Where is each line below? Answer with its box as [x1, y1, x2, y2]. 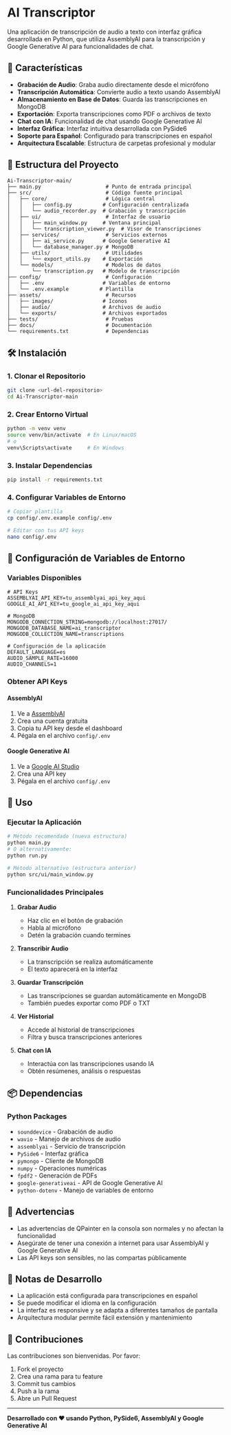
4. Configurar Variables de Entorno [7, 492, 126, 502]
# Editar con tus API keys [7, 527, 85, 534]
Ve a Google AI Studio [16, 762, 80, 770]
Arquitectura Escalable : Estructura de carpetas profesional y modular [16, 139, 217, 147]
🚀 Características [7, 62, 83, 74]
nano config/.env [7, 533, 57, 540]
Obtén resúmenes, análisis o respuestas [27, 1067, 141, 1075]
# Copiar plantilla [7, 508, 63, 515]
